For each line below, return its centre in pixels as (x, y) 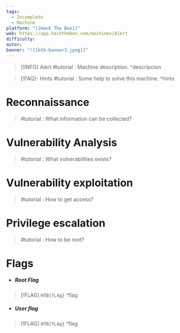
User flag (26, 309)
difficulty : (21, 39)
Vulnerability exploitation (70, 182)
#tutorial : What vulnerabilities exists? (66, 159)
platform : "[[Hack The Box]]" (43, 28)
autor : (14, 45)
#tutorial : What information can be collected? (76, 118)
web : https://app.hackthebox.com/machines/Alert (67, 34)
